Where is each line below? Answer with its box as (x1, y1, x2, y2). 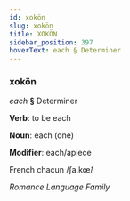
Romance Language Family (9, 181, 110, 192)
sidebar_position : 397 (9, 37, 93, 47)
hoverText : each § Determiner (9, 46, 122, 55)
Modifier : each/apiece (9, 148, 92, 158)
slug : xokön (9, 21, 53, 30)
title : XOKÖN (9, 29, 58, 38)
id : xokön (9, 12, 46, 22)
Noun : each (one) (9, 130, 74, 141)
